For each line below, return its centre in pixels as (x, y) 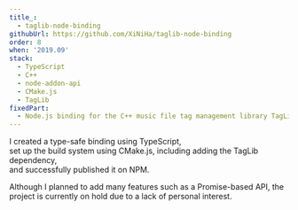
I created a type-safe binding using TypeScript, (95, 142)
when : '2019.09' (39, 51)
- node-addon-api (49, 83)
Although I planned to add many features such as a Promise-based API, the (147, 187)
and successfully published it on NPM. (79, 170)
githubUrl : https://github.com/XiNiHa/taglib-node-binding (121, 34)
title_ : (24, 17)
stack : (21, 58)
